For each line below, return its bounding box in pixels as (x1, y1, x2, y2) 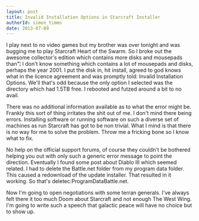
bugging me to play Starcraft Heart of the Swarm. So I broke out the (6, 48, 172, 55)
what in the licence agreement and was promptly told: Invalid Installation (6, 73, 183, 80)
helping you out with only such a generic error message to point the (6, 152, 172, 160)
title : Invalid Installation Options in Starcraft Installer (6, 14, 161, 20)
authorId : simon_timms (6, 20, 62, 25)
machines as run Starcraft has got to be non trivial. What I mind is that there (6, 122, 191, 129)
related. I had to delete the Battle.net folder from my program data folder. (6, 165, 184, 172)
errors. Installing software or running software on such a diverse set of (6, 116, 179, 123)
